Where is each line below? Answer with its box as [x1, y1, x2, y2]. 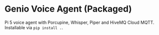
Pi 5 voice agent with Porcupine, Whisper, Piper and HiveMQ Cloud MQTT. [4, 19, 155, 25]
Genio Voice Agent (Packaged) [4, 3, 132, 15]
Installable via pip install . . [4, 24, 63, 30]
